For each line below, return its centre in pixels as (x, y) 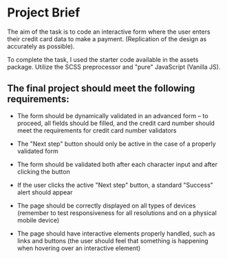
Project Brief (44, 13)
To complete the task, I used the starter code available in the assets (103, 59)
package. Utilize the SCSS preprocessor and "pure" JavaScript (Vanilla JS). (114, 67)
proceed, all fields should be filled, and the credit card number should (116, 123)
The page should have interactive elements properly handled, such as (116, 233)
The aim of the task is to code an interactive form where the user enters (109, 32)
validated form (37, 151)
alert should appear (45, 192)
